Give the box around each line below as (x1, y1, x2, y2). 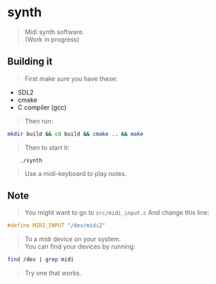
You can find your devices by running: (24, 242, 136, 251)
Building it (7, 56, 53, 68)
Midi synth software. (24, 28, 85, 36)
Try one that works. (24, 269, 82, 278)
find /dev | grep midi (7, 256, 74, 264)
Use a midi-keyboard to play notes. (24, 169, 127, 177)
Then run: (24, 117, 54, 125)
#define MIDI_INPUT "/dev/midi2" (7, 222, 106, 230)
